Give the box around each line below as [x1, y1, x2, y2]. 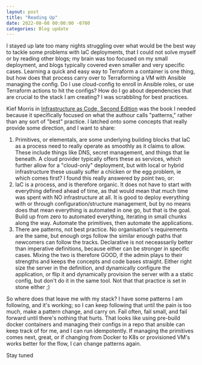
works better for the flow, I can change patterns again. [6, 340, 142, 348]
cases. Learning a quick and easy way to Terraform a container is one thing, [6, 68, 195, 75]
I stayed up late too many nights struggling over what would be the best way [6, 42, 196, 49]
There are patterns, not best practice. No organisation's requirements [14, 226, 188, 233]
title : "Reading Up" [6, 14, 58, 21]
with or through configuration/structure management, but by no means [14, 200, 191, 208]
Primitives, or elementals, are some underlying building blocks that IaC [14, 136, 191, 144]
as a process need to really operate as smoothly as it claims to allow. [14, 142, 186, 150]
